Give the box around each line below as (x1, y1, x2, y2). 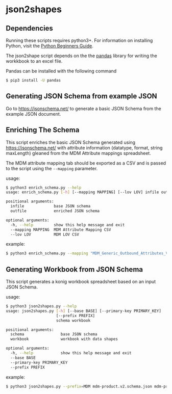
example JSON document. (6, 111, 61, 117)
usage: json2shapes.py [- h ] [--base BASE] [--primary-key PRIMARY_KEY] (6, 308, 161, 313)
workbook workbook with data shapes (10, 336, 118, 342)
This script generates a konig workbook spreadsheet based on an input (6, 279, 156, 285)
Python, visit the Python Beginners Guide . (6, 43, 94, 49)
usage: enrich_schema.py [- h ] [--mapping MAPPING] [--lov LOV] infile (6, 190, 159, 195)
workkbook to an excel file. (6, 58, 63, 64)
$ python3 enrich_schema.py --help (6, 185, 82, 190)
